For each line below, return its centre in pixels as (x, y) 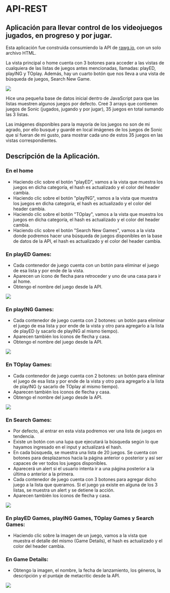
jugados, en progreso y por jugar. (59, 35)
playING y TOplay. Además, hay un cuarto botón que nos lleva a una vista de (85, 73)
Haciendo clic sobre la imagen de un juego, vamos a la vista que (80, 536)
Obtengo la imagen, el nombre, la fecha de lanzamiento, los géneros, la (87, 570)
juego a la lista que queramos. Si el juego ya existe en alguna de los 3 (85, 485)
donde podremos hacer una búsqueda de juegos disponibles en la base (88, 236)
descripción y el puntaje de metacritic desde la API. (67, 576)
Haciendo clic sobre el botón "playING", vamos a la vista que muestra (85, 198)
